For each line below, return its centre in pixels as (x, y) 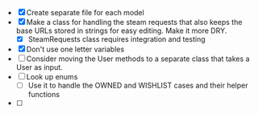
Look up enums (52, 77)
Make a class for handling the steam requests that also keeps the (134, 22)
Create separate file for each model (85, 12)
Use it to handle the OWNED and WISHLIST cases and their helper (138, 85)
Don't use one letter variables (75, 49)
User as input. (39, 67)
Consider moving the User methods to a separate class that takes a (138, 59)
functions (44, 95)
